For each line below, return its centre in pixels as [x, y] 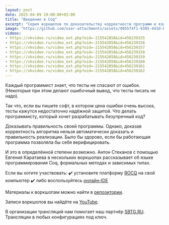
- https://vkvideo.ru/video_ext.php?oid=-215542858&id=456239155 [75, 38]
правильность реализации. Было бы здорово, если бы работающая [78, 137]
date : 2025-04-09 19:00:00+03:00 [40, 15]
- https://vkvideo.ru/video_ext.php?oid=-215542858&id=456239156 [75, 43]
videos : [13, 33]
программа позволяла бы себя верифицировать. [58, 142]
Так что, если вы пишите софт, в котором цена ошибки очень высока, [80, 106]
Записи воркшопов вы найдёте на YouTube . [52, 202]
